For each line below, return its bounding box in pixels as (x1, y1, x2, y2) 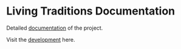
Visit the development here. (6, 36, 75, 43)
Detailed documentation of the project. (6, 24, 103, 31)
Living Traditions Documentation (6, 4, 175, 18)
